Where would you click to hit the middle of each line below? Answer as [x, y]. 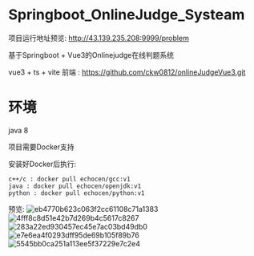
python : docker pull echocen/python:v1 [77, 193]
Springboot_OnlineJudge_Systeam [127, 15]
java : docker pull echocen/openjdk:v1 [75, 186]
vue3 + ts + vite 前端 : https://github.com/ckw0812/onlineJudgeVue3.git [127, 72]
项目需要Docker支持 [41, 147]
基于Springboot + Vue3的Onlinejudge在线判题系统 [91, 55]
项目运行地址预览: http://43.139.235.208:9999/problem [99, 38]
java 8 [18, 130]
